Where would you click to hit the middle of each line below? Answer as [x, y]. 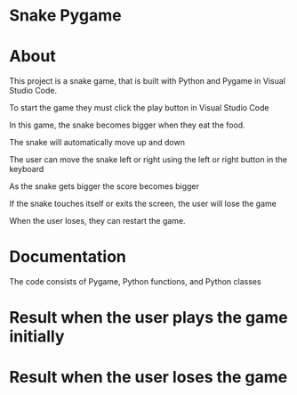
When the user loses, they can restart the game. [97, 221]
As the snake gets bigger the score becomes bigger [104, 186]
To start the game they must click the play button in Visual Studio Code [139, 108]
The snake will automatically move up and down [97, 143]
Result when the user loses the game [148, 378]
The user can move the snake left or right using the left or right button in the [148, 160]
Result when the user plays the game [149, 318]
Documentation [68, 257]
